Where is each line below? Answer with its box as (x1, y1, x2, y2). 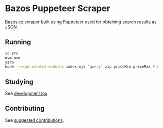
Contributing (5, 104, 45, 113)
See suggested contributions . (5, 117, 64, 123)
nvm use (5, 55, 21, 60)
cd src (5, 51, 18, 56)
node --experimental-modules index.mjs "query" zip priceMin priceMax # (5, 64, 155, 69)
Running (5, 38, 32, 46)
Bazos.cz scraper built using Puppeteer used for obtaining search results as (5, 19, 157, 25)
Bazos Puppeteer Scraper (5, 3, 111, 14)
